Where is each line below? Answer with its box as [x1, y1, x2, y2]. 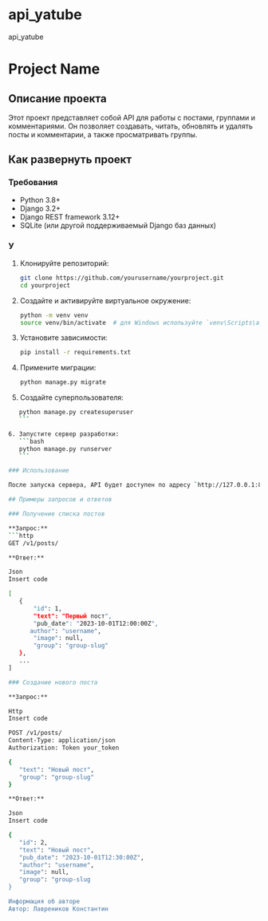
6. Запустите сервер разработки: [8, 429, 120, 438]
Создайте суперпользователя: [19, 393, 124, 402]
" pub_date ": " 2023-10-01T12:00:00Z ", [33, 619, 159, 627]
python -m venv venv [19, 311, 89, 319]
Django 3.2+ [19, 204, 61, 213]
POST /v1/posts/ [8, 729, 62, 737]
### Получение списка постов [8, 510, 105, 518]
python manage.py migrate [19, 378, 106, 386]
